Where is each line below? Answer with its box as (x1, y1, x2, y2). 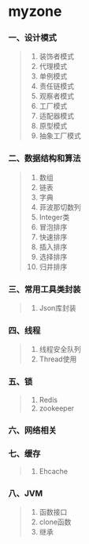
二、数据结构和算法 (8, 153, 81, 164)
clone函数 (39, 517, 72, 527)
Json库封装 (39, 303, 76, 313)
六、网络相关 (8, 424, 57, 435)
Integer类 (39, 212, 70, 222)
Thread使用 (39, 354, 77, 364)
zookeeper (39, 403, 75, 413)
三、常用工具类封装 (8, 284, 81, 295)
